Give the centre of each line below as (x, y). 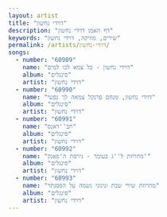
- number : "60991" (46, 119)
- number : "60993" (46, 178)
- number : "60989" (46, 60)
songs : (19, 52)
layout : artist (33, 15)
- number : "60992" (46, 149)
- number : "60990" (46, 89)
